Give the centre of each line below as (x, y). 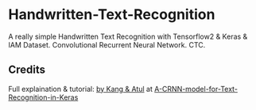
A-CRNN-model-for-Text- (196, 89)
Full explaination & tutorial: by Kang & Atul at (81, 89)
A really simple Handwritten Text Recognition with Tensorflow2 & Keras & (128, 36)
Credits (27, 70)
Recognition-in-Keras (43, 97)
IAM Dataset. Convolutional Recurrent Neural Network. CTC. (107, 44)
